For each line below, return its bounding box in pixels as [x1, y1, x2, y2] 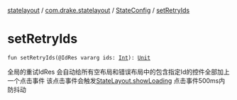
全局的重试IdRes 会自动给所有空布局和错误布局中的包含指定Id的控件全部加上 [7, 67, 230, 76]
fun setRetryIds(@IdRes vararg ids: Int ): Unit [7, 54, 151, 61]
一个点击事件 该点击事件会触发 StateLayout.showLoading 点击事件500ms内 [7, 76, 226, 84]
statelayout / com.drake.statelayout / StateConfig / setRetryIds [7, 6, 190, 14]
